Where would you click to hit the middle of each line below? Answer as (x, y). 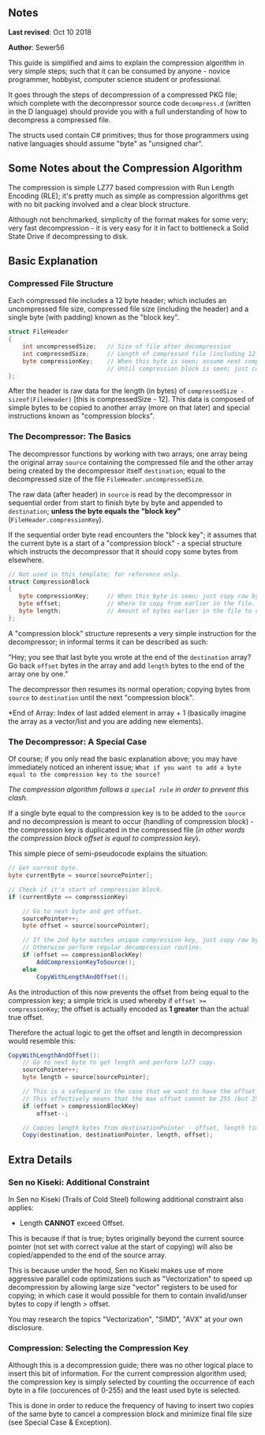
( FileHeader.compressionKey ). (56, 519)
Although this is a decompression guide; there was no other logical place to (131, 1366)
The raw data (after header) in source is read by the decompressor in (120, 494)
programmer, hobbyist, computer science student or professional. (115, 79)
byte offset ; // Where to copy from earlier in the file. (137, 604)
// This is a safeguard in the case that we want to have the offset (139, 1092)
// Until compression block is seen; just (177, 369)
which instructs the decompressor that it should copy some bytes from (123, 551)
